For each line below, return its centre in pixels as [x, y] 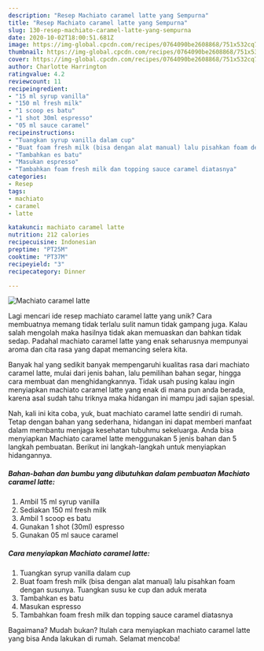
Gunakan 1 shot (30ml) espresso [72, 527]
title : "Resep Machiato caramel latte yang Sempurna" [98, 23]
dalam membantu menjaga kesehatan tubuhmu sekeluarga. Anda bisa [121, 430]
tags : [17, 191]
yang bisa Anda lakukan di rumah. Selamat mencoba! [94, 638]
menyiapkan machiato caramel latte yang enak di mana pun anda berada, [126, 390]
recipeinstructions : [42, 132]
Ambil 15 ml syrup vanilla [59, 502]
